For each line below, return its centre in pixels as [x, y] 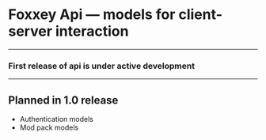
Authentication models [56, 119]
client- [200, 15]
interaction [92, 31]
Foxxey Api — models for [92, 15]
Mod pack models [49, 127]
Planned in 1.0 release [63, 100]
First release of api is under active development [102, 66]
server [30, 31]
